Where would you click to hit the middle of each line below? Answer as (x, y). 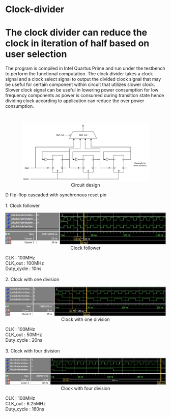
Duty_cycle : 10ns (23, 269)
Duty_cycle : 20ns (24, 340)
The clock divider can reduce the (76, 33)
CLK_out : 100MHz (25, 263)
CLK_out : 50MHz (24, 335)
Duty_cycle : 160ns (25, 409)
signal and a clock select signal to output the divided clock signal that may (83, 79)
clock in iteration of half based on (77, 43)
